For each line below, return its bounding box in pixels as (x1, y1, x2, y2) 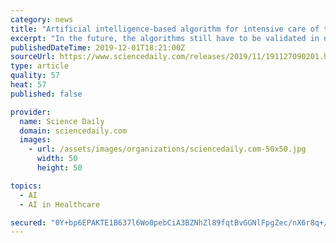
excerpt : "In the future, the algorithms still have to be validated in (10, 33, 320, 43)
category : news (10, 14, 74, 25)
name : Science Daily (19, 116, 105, 126)
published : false (10, 89, 83, 99)
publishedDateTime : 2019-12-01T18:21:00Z (10, 42, 186, 53)
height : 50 (36, 163, 83, 173)
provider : (10, 107, 52, 117)
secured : (10, 217, 47, 228)
